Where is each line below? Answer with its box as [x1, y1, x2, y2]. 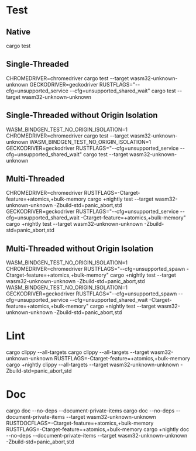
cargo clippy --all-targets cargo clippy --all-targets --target [6, 349, 149, 356]
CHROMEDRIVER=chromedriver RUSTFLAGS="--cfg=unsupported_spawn [6, 266, 185, 273]
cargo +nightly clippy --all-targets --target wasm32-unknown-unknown [6, 361, 180, 369]
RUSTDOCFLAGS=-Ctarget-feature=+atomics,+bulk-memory [6, 419, 154, 427]
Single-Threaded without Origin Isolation [6, 111, 158, 121]
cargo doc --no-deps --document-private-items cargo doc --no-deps [6, 407, 175, 414]
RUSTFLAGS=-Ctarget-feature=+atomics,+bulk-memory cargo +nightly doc [6, 426, 190, 433]
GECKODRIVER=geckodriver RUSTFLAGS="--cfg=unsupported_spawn [6, 290, 177, 297]
